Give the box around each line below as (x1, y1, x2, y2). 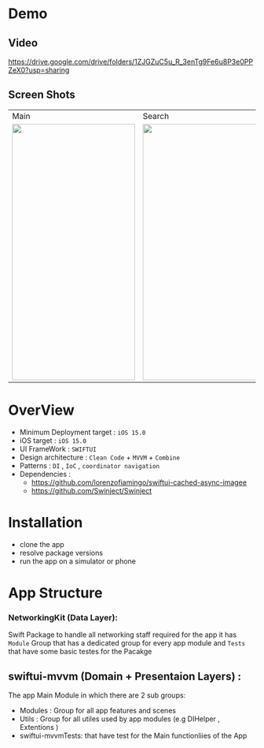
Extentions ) (19, 722, 59, 731)
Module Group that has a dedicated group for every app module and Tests (8, 638, 246, 648)
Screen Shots (8, 88, 76, 102)
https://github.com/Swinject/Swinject (31, 486, 152, 495)
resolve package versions (19, 548, 104, 557)
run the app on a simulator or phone (19, 556, 136, 566)
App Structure (8, 584, 103, 601)
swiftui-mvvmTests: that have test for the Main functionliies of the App (19, 731, 247, 740)
